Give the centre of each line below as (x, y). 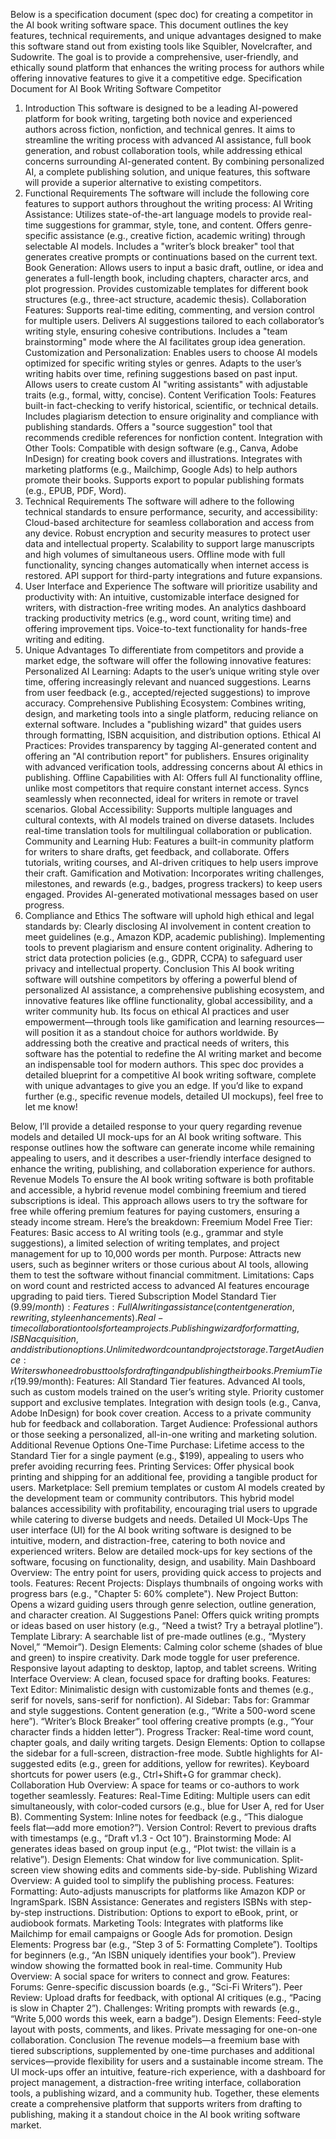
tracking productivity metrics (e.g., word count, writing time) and (158, 618)
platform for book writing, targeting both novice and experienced (158, 118)
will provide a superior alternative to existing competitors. (143, 182)
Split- (292, 1859)
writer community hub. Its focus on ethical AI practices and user (157, 1011)
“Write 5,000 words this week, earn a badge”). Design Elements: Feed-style (166, 2018)
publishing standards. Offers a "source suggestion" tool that (148, 427)
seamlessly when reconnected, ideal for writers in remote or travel (161, 798)
